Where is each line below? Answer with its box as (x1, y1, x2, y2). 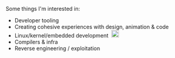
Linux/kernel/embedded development (14, 32, 109, 39)
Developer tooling (14, 17, 59, 24)
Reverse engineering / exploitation (14, 45, 101, 52)
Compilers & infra (14, 39, 58, 45)
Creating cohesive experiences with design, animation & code (14, 24, 169, 30)
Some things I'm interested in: (5, 5, 80, 12)
